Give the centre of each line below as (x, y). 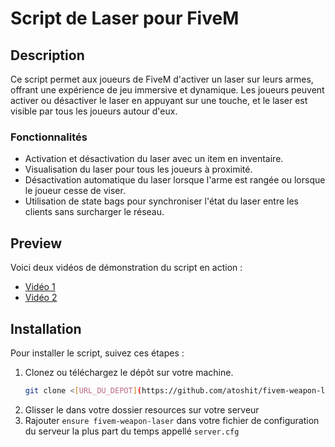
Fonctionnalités (49, 137)
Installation (46, 328)
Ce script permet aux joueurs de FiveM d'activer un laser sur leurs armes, (162, 79)
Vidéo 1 (40, 287)
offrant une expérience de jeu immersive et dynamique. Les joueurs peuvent (167, 90)
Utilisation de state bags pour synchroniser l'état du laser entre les (161, 201)
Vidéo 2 (41, 298)
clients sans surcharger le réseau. (94, 212)
